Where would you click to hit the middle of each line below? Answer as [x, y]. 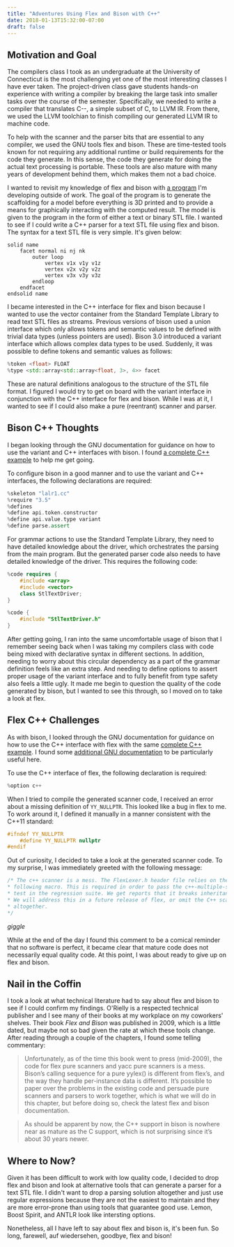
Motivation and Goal [52, 55]
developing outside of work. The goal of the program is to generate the [109, 195]
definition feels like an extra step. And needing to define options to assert [112, 669]
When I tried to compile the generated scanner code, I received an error [110, 799]
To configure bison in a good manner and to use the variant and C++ [106, 473]
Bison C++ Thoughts [53, 428]
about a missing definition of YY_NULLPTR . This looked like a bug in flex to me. [117, 806]
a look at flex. [27, 698]
